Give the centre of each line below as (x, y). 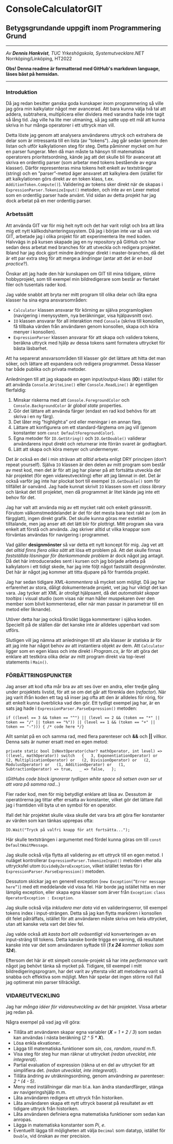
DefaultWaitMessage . (27, 845)
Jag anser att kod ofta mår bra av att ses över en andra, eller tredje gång (83, 686)
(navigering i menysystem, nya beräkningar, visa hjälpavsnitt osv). (83, 315)
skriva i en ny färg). (34, 416)
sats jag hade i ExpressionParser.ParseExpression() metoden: (72, 708)
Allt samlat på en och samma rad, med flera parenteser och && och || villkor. (86, 736)
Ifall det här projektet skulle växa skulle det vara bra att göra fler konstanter (85, 815)
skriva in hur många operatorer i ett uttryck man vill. (61, 125)
